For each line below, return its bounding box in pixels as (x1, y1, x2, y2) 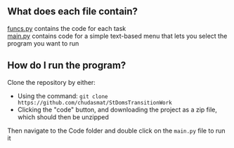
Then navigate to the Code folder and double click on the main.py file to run (7, 126, 226, 135)
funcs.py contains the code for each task (7, 24, 126, 32)
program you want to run (7, 39, 79, 48)
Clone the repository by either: (7, 78, 96, 86)
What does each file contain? (7, 6, 138, 18)
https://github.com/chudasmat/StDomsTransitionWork (17, 99, 172, 106)
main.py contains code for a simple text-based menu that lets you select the (7, 32, 228, 40)
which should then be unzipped (17, 112, 109, 121)
